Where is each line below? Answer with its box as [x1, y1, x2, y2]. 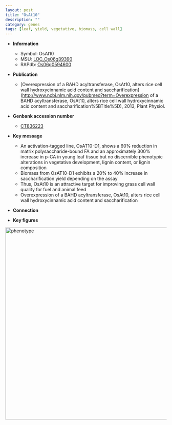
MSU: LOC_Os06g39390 [20, 56, 73, 62]
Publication [12, 71, 38, 77]
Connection [12, 207, 38, 213]
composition [20, 165, 47, 171]
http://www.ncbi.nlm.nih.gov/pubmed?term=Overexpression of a [22, 92, 159, 98]
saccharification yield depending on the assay [20, 175, 118, 182]
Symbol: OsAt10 [20, 51, 54, 57]
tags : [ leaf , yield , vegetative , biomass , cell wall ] [5, 27, 123, 32]
